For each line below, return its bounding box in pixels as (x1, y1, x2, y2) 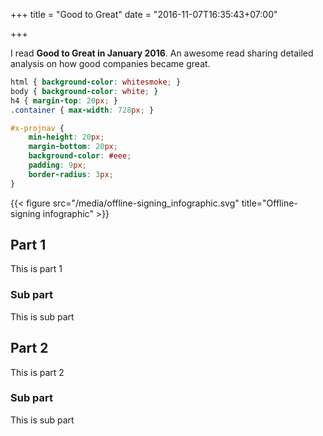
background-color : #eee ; (28, 151, 132, 161)
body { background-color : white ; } (10, 86, 159, 96)
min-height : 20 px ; (28, 132, 105, 143)
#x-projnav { (10, 123, 65, 133)
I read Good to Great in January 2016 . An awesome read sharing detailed (10, 47, 314, 59)
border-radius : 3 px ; (28, 169, 114, 179)
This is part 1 (10, 263, 63, 275)
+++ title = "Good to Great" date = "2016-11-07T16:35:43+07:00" (10, 9, 278, 20)
